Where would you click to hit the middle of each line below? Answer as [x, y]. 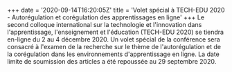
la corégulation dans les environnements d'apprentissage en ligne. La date [113, 54]
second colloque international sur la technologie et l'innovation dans [105, 25]
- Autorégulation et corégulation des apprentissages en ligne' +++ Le [106, 17]
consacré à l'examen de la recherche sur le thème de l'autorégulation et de [114, 47]
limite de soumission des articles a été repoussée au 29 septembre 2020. [112, 61]
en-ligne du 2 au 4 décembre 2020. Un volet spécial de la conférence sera [114, 39]
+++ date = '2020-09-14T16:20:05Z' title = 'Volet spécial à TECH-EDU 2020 [116, 10]
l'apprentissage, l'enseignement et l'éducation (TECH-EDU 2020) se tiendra [115, 32]
